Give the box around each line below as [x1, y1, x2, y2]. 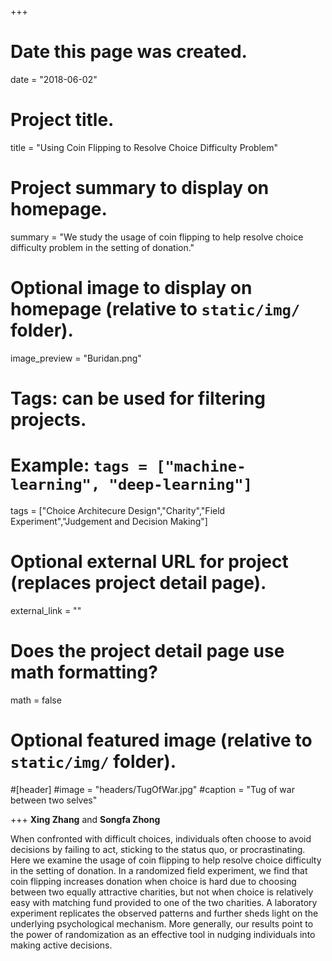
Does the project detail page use [10, 640, 285, 662]
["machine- [156, 457, 247, 476]
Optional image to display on [10, 277, 253, 299]
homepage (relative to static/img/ [10, 298, 301, 320]
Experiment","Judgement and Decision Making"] [10, 515, 208, 527]
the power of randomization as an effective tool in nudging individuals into [10, 928, 316, 940]
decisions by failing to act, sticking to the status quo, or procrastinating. [10, 843, 306, 855]
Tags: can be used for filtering [10, 387, 266, 410]
